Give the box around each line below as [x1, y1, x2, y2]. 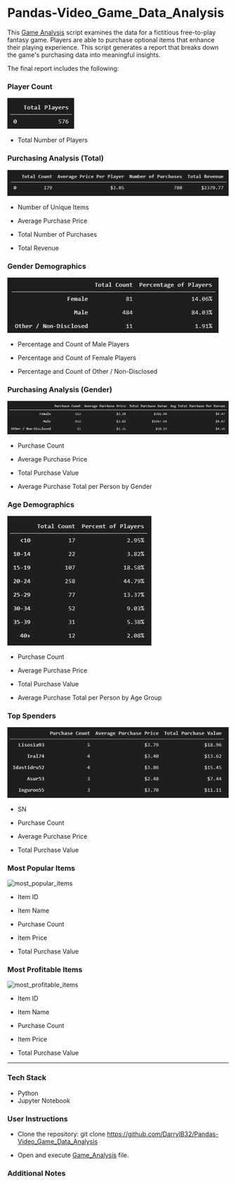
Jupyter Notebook [17, 1096, 70, 1104]
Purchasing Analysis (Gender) [7, 384, 112, 394]
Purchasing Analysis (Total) [7, 153, 104, 163]
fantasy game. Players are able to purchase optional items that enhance [7, 35, 215, 44]
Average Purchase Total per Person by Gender [17, 482, 152, 490]
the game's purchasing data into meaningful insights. [7, 51, 161, 59]
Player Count [7, 81, 53, 91]
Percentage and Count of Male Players [17, 340, 130, 348]
